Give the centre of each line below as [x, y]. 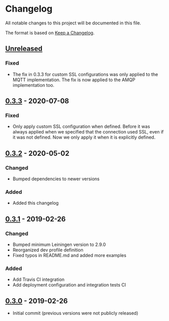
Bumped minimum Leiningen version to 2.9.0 [59, 244]
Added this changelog [36, 203]
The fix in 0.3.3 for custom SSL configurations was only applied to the [85, 74]
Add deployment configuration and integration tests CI [69, 285]
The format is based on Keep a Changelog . [50, 33]
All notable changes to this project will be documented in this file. [73, 23]
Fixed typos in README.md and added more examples [69, 255]
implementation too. [33, 85]
